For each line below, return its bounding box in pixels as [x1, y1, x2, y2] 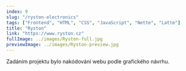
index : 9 [6, 8, 28, 15]
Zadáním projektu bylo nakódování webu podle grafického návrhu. [6, 57, 170, 65]
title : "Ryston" [6, 25, 47, 31]
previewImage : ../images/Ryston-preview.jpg [6, 42, 119, 48]
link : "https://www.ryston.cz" [6, 31, 84, 37]
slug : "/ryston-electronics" [6, 14, 79, 20]
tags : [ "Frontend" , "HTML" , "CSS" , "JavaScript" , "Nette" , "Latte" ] [6, 20, 181, 25]
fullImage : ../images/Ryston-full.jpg [6, 36, 103, 42]
